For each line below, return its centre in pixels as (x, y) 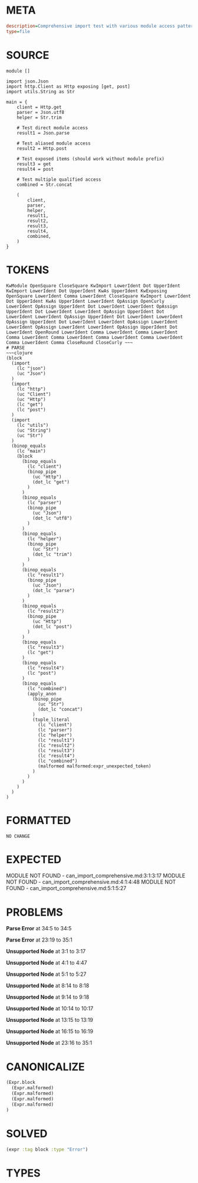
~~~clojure (19, 353)
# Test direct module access (52, 128)
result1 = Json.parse (43, 133)
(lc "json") (31, 368)
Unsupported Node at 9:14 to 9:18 (48, 997)
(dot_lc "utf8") (52, 518)
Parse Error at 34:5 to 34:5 (39, 929)
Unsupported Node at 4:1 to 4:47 (47, 963)
